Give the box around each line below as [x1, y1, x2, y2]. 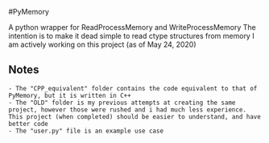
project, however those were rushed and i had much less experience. [8, 105, 247, 114]
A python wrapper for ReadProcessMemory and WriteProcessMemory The [8, 23, 256, 32]
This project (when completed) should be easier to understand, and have [8, 112, 262, 120]
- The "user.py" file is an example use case [8, 127, 163, 135]
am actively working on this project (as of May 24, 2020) [8, 40, 197, 49]
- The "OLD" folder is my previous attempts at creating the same [8, 99, 236, 107]
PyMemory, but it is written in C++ [8, 91, 131, 99]
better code [8, 120, 48, 128]
